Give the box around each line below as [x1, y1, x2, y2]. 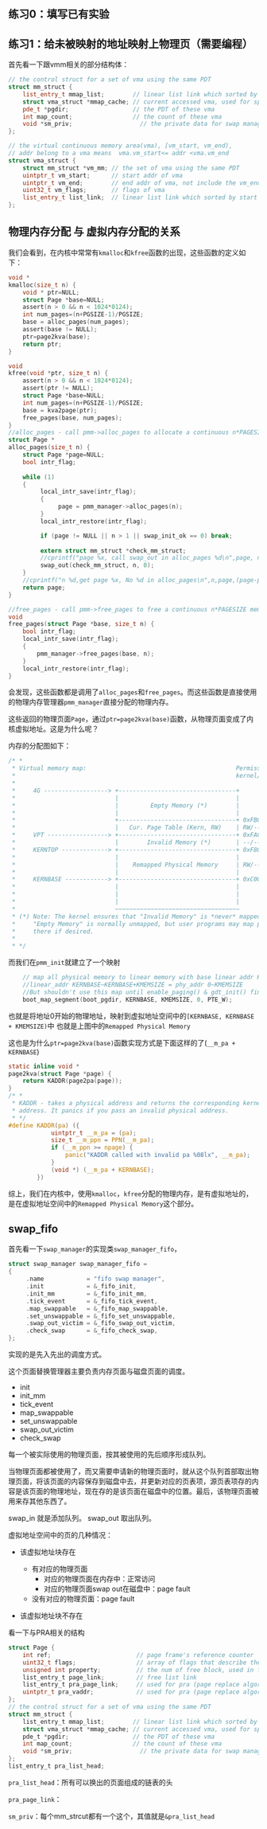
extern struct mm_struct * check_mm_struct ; [40, 546, 187, 555]
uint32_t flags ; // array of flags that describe [22, 1659, 247, 1667]
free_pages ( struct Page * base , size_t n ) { [8, 620, 155, 628]
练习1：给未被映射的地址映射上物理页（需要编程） [8, 37, 253, 50]
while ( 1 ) [22, 473, 56, 481]
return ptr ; [22, 340, 62, 348]
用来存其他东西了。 [8, 1496, 72, 1507]
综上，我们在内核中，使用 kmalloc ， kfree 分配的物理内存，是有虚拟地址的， [8, 1189, 253, 1198]
